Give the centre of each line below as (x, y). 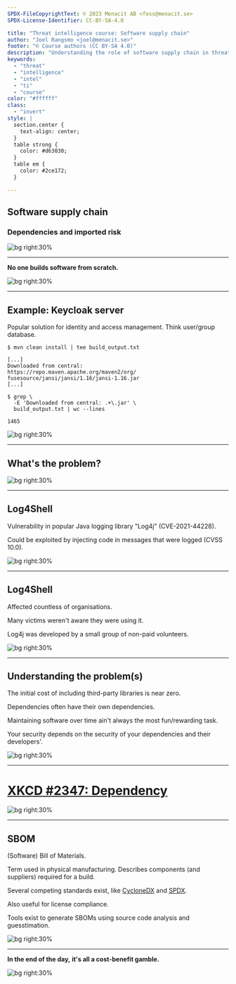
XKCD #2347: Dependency (87, 791)
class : (17, 105)
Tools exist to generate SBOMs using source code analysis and (98, 918)
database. (22, 335)
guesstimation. (29, 925)
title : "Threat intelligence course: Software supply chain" (99, 33)
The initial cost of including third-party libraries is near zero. (94, 693)
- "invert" (29, 112)
